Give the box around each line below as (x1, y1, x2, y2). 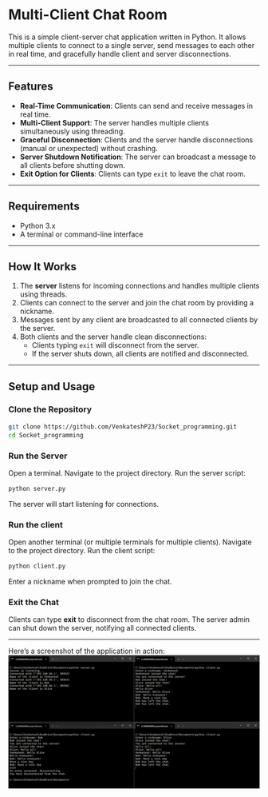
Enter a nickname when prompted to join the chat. (8, 577, 173, 587)
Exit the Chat (8, 597, 60, 608)
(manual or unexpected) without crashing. (19, 143, 158, 153)
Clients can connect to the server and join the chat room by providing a (19, 298, 254, 308)
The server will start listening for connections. (8, 499, 160, 508)
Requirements (8, 200, 80, 213)
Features (8, 80, 53, 94)
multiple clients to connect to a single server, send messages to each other (8, 40, 255, 50)
